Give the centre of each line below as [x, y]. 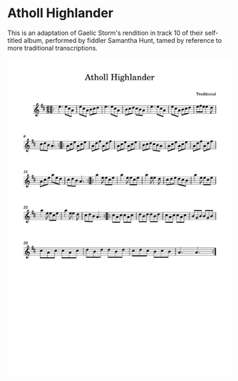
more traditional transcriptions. [53, 48]
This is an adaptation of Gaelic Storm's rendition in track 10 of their [105, 33]
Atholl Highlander [61, 13]
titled [15, 40]
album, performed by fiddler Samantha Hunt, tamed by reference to [123, 40]
